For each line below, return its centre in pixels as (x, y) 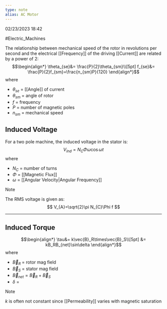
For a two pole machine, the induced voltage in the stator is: (67, 142)
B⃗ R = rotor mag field (34, 263)
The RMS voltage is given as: (35, 199)
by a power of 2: (22, 58)
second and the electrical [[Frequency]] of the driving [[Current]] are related (83, 53)
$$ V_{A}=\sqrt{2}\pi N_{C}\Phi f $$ (83, 207)
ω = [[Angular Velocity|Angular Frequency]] (57, 180)
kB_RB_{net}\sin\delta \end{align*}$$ (83, 245)
